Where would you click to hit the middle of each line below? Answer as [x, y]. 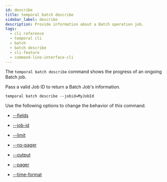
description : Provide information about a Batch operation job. [75, 24]
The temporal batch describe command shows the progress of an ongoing [84, 72]
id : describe [19, 10]
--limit [19, 135]
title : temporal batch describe [39, 15]
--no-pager [25, 145]
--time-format [27, 175]
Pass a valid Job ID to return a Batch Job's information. [63, 87]
